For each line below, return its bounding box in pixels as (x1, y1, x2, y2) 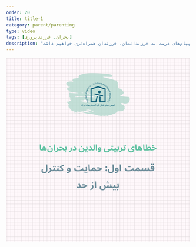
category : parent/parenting (6, 22, 75, 28)
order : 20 (6, 9, 31, 15)
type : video (6, 28, 35, 34)
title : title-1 (6, 15, 44, 22)
